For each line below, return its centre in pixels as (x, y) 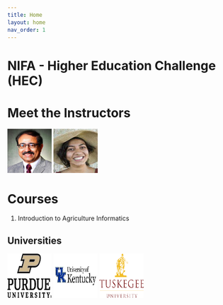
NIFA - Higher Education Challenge (111, 65)
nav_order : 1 (27, 30)
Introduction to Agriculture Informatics (73, 218)
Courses (33, 199)
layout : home (27, 22)
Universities (35, 240)
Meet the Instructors (69, 113)
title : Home (25, 15)
